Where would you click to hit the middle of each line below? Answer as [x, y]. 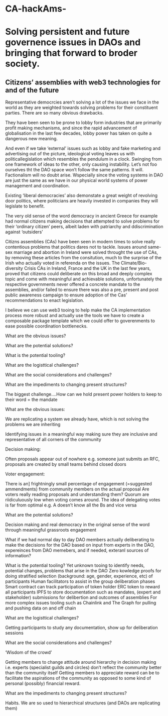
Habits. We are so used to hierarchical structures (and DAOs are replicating [83, 703]
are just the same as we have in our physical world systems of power [76, 180]
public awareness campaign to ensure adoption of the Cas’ [66, 295]
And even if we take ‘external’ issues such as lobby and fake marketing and [83, 148]
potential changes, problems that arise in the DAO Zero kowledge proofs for [83, 571]
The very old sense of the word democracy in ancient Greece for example [81, 216]
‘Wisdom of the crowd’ [29, 652]
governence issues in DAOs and [73, 42]
